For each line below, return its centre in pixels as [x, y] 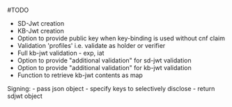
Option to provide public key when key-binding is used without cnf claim [121, 38]
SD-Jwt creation [41, 23]
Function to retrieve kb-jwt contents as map [80, 75]
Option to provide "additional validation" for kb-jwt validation [104, 68]
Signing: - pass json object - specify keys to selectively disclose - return [111, 89]
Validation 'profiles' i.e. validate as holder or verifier [91, 46]
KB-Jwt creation [40, 31]
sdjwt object [25, 96]
